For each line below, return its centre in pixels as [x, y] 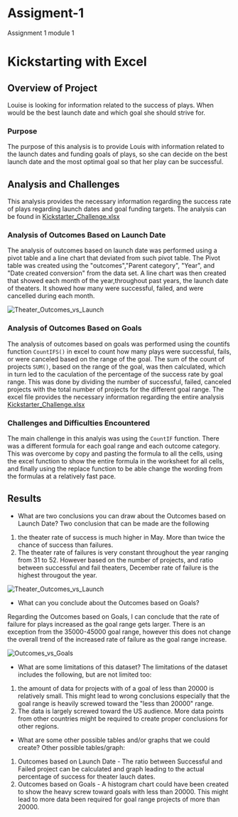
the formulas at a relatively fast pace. [61, 476]
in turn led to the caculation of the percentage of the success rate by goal [115, 374]
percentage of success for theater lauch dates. [86, 776]
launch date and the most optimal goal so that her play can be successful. [115, 162]
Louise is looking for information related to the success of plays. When [111, 105]
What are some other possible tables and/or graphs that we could [114, 740]
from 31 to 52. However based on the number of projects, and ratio [115, 560]
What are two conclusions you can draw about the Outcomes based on [121, 515]
